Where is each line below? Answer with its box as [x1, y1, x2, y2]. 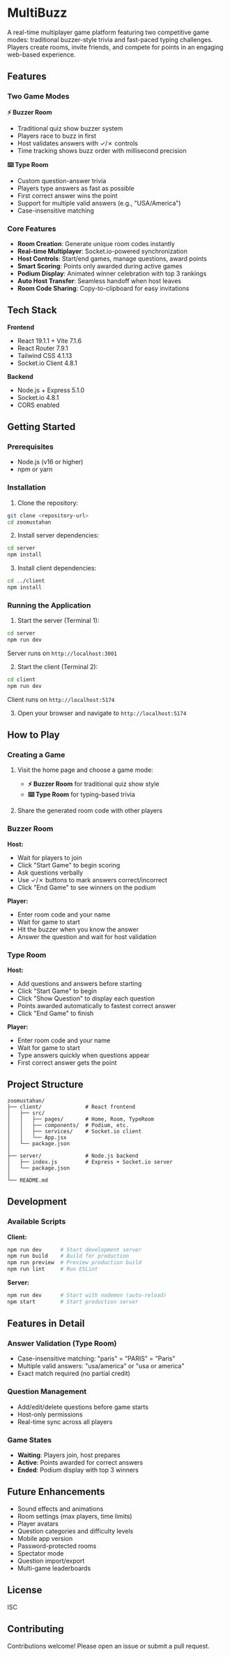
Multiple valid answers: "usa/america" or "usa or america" [17, 1362, 185, 1370]
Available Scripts [7, 1217, 66, 1226]
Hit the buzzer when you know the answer [17, 925, 139, 933]
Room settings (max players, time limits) [17, 1512, 132, 1520]
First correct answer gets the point [17, 1059, 117, 1067]
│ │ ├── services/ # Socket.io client [7, 1128, 141, 1135]
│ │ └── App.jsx [7, 1134, 68, 1141]
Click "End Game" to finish [17, 1009, 94, 1018]
